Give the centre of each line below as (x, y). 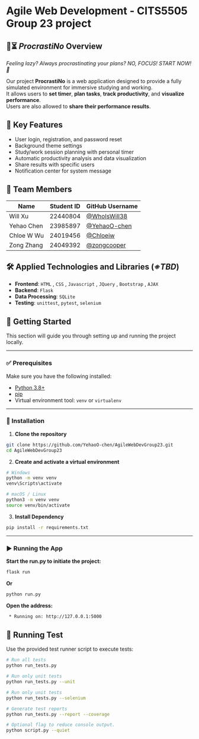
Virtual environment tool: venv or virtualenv (68, 400)
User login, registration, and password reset (68, 139)
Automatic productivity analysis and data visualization (81, 158)
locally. (15, 342)
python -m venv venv (32, 478)
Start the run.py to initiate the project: (54, 561)
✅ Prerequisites (29, 363)
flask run (18, 572)
